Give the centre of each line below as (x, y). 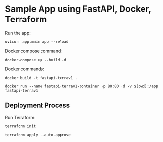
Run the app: (18, 33)
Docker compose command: (34, 51)
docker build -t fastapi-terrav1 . (41, 78)
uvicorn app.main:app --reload (37, 42)
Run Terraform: (20, 117)
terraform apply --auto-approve (38, 135)
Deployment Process (38, 106)
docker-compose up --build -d (36, 60)
